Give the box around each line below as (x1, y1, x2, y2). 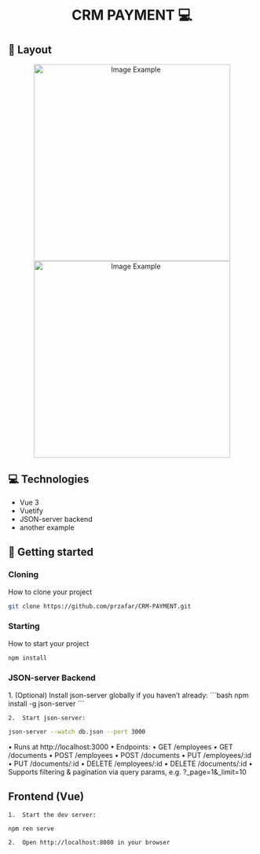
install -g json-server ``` (8, 698, 85, 708)
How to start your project (8, 638, 90, 648)
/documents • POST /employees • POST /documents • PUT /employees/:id (8, 750, 252, 760)
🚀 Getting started (8, 545, 94, 559)
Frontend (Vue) (8, 790, 85, 804)
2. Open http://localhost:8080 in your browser (8, 839, 170, 847)
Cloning (8, 569, 39, 580)
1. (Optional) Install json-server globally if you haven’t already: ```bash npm (8, 690, 249, 700)
